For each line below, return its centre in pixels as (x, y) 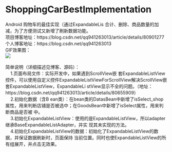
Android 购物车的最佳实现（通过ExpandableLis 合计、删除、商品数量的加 (82, 24)
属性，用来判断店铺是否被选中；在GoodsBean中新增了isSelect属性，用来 (82, 105)
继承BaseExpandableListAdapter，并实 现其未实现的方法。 (67, 125)
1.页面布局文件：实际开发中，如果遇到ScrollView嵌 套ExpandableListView (88, 73)
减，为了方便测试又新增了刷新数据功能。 (48, 31)
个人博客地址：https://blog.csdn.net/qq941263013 (59, 43)
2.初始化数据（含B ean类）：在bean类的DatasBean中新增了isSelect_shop (87, 99)
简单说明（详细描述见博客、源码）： (42, 67)
